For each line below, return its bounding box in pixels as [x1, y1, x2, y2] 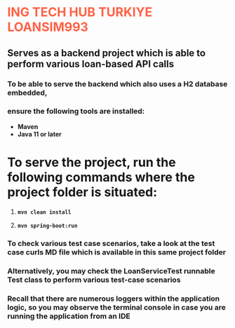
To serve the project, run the [7, 154, 177, 170]
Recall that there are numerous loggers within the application [7, 294, 220, 303]
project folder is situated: [7, 184, 158, 200]
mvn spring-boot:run [17, 222, 78, 229]
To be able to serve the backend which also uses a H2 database [7, 78, 228, 88]
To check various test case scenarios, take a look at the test [7, 238, 215, 248]
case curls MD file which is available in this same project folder [7, 247, 227, 257]
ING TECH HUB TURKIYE [7, 4, 153, 20]
